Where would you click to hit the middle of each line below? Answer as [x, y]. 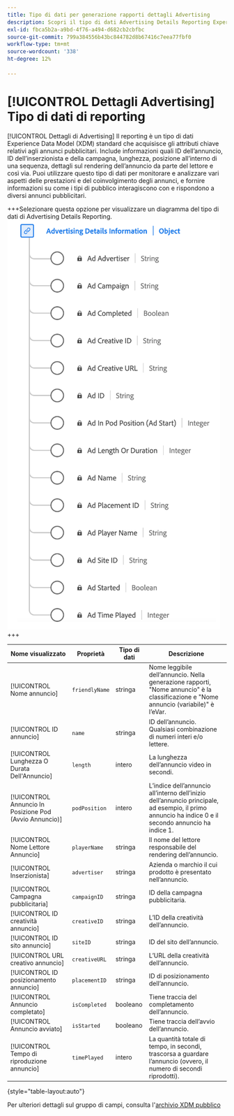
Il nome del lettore [174, 840]
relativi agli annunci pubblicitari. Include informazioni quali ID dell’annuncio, [115, 151]
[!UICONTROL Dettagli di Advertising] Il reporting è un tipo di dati [100, 136]
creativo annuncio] [37, 963]
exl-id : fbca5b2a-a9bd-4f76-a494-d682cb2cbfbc [76, 29]
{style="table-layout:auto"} [46, 1092]
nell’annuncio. [169, 879]
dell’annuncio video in [180, 764]
